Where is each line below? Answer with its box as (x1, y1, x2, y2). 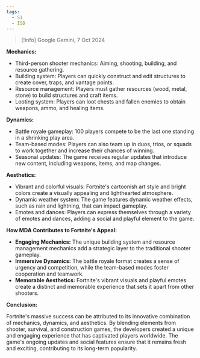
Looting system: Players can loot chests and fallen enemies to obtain (14, 98, 186, 105)
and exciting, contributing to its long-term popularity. (6, 345, 137, 352)
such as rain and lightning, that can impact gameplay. (14, 202, 148, 209)
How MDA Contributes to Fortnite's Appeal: (6, 227, 117, 234)
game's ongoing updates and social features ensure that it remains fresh (6, 338, 187, 346)
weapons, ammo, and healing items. (14, 105, 105, 112)
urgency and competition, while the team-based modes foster (14, 264, 169, 271)
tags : (6, 8, 20, 15)
